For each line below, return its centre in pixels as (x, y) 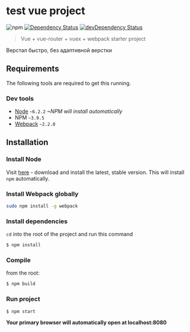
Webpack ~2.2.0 (35, 124)
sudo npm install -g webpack (42, 206)
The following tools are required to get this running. (69, 83)
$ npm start (21, 311)
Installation (27, 142)
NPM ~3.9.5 (29, 118)
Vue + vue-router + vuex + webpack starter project (83, 38)
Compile (18, 260)
